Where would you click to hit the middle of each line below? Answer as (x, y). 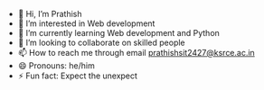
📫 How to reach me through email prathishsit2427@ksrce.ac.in (136, 53)
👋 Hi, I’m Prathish (50, 14)
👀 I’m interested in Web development (86, 23)
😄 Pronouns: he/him (56, 66)
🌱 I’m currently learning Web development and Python (118, 33)
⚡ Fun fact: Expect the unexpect (78, 76)
